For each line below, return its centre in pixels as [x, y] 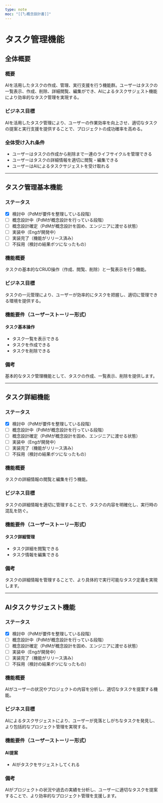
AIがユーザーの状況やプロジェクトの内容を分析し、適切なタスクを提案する [79, 689]
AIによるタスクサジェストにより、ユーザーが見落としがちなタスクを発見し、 [81, 721]
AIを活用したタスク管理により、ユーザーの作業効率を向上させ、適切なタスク [81, 123]
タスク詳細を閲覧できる [35, 549]
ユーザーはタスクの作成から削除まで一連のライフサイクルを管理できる [82, 154]
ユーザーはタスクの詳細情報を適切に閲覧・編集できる [65, 160]
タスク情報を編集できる [35, 554]
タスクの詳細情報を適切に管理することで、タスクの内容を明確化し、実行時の [81, 504]
